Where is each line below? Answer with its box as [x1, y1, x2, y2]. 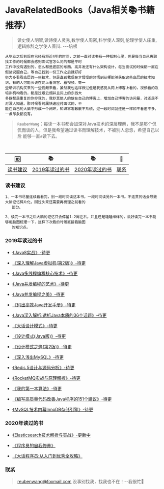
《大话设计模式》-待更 [12, 323, 58, 328]
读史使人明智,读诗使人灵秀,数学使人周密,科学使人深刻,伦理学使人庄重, [17, 37, 157, 43]
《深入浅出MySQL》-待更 [12, 354, 64, 360]
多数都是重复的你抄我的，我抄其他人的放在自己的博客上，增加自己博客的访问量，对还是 [5, 96, 155, 101]
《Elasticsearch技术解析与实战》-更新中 [12, 432, 91, 438]
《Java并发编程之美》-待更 [12, 291, 65, 297]
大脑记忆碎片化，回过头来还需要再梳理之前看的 [5, 200, 86, 205]
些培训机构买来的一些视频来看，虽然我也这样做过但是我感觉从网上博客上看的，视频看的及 [5, 85, 159, 90]
